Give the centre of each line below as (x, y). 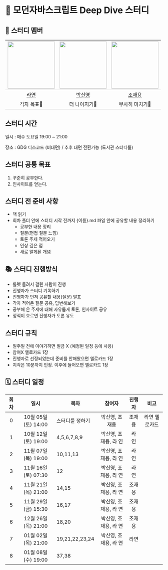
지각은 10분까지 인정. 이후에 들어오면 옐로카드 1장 (60, 365)
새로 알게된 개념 (35, 252)
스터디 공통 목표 (28, 165)
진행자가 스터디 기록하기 (36, 291)
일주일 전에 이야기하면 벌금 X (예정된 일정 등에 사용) (63, 346)
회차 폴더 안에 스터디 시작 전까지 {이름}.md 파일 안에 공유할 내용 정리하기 (83, 221)
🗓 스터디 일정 (24, 382)
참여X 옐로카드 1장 (30, 352)
